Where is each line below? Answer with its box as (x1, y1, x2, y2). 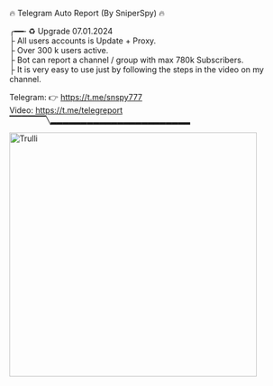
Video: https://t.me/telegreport (9, 105, 123, 116)
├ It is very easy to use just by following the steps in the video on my (9, 64, 264, 75)
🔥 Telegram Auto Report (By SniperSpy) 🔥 (9, 8, 165, 18)
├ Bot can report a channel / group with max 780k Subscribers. (9, 54, 244, 65)
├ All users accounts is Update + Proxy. (9, 35, 157, 46)
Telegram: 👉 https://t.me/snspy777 (9, 92, 142, 102)
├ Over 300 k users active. (9, 45, 109, 55)
